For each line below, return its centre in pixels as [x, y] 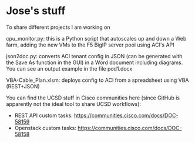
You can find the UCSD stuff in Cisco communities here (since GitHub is [93, 98]
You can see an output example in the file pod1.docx [69, 68]
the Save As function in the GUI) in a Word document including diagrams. [95, 62]
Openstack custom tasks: [45, 128]
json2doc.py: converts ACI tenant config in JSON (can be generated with [94, 56]
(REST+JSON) [23, 86]
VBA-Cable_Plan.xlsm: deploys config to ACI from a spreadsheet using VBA [97, 80]
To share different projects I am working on [58, 27]
